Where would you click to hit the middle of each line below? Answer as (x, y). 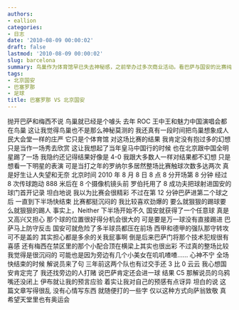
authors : (20, 14)
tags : (15, 73)
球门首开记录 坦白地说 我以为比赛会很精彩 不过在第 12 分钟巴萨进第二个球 (115, 192)
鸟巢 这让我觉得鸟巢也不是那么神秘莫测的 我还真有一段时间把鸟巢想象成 (118, 130)
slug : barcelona (31, 61)
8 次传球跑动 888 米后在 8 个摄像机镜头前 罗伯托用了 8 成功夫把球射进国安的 (119, 184)
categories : (25, 27)
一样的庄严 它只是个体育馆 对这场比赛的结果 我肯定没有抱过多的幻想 (131, 139)
